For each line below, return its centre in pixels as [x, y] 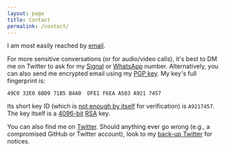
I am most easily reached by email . [56, 46]
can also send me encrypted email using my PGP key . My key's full [102, 73]
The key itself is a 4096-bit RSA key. [59, 113]
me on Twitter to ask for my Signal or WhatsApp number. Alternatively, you [113, 67]
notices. [19, 141]
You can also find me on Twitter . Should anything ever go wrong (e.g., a [109, 127]
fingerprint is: [26, 81]
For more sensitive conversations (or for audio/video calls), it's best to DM [112, 59]
